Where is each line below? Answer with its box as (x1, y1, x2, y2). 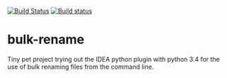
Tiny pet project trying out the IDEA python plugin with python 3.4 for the (7, 55, 221, 63)
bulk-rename (7, 32, 85, 48)
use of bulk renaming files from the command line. (7, 62, 154, 71)
